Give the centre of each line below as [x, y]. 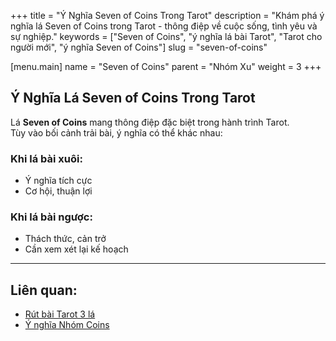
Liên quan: [44, 290]
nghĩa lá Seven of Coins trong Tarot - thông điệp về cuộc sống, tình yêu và [164, 26]
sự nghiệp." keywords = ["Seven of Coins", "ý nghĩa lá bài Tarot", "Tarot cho [166, 36]
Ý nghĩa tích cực [58, 181]
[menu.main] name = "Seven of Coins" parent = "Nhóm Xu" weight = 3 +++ [166, 66]
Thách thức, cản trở [65, 239]
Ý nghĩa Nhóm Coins [67, 325]
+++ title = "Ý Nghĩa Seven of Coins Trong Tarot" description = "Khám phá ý [167, 15]
